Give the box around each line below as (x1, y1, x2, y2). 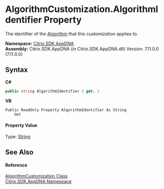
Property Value (5, 122, 38, 128)
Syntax (5, 66, 28, 74)
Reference (5, 162, 28, 168)
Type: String (5, 133, 31, 139)
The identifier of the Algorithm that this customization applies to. (5, 31, 138, 37)
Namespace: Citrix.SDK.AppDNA (5, 40, 74, 46)
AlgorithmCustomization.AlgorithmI (5, 4, 158, 15)
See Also (5, 148, 34, 156)
